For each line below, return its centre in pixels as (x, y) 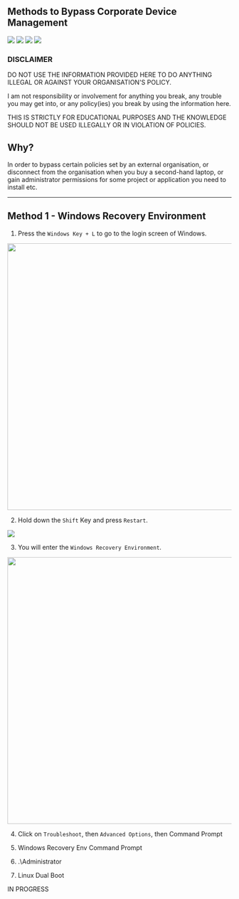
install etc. (22, 187)
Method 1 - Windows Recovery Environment (107, 216)
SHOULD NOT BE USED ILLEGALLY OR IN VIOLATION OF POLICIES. (107, 125)
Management (38, 23)
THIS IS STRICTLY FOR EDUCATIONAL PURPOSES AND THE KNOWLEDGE (117, 117)
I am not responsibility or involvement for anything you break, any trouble (115, 96)
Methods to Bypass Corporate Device (92, 12)
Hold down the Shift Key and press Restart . (83, 520)
